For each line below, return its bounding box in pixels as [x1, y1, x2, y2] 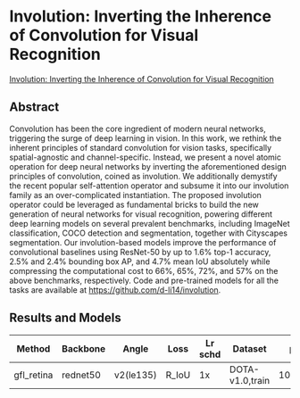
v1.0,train [229, 374, 271, 386]
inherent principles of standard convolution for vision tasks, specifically [9, 142, 272, 153]
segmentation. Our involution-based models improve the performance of [9, 236, 277, 247]
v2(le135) [114, 369, 158, 381]
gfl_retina [13, 369, 54, 381]
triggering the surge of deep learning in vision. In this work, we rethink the [9, 132, 282, 144]
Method [16, 342, 51, 354]
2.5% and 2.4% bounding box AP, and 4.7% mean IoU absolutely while [9, 256, 271, 267]
